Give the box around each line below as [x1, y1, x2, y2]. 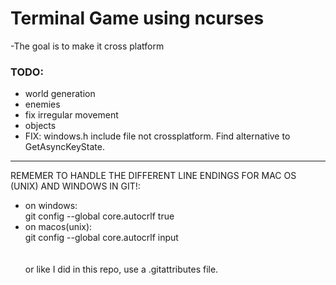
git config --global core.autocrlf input [24, 232, 179, 244]
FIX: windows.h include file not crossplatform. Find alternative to [24, 130, 291, 142]
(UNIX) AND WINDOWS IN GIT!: [10, 180, 141, 192]
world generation [24, 88, 96, 100]
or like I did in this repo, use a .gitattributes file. [24, 263, 219, 276]
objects [24, 120, 57, 132]
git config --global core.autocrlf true [24, 210, 175, 222]
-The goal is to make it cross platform [10, 40, 165, 52]
